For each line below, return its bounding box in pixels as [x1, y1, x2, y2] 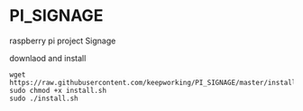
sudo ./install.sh [9, 94, 78, 103]
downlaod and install [9, 52, 87, 63]
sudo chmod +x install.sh [9, 86, 106, 95]
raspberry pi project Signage [9, 35, 116, 46]
